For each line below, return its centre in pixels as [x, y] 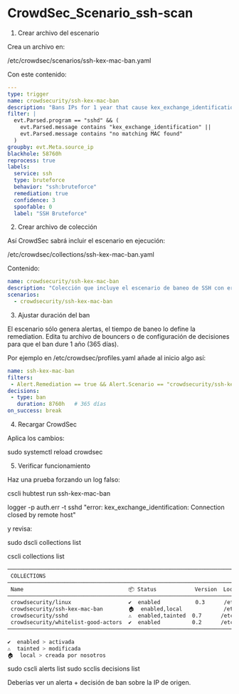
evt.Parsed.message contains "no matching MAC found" [101, 134]
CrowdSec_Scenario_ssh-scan [100, 13]
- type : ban [28, 397]
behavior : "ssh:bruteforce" [55, 187]
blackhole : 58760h [34, 154]
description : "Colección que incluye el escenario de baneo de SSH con [116, 288]
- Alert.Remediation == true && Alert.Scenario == [87, 384]
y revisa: [20, 529]
